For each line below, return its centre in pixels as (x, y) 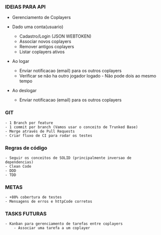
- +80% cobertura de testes (34, 197)
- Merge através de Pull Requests (40, 131)
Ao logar (21, 61)
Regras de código (26, 148)
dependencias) (19, 162)
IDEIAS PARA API (26, 7)
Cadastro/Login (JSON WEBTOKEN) (55, 36)
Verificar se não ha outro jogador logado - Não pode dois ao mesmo (88, 76)
